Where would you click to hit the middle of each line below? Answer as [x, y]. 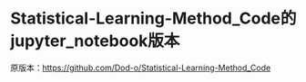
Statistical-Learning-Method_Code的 [153, 18]
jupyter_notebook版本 [95, 41]
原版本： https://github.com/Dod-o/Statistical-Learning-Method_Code [141, 68]
